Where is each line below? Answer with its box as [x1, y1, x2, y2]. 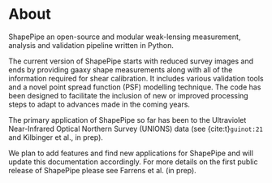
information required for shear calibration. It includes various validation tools [8, 73, 264, 83]
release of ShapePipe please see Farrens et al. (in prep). [8, 165, 196, 175]
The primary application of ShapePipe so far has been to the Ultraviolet [8, 115, 247, 124]
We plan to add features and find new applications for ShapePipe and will [8, 148, 254, 158]
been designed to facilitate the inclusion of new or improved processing [8, 90, 249, 100]
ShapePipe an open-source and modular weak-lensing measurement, [8, 32, 241, 41]
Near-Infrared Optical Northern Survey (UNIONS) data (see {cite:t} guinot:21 [8, 124, 264, 133]
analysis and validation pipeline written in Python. [8, 40, 175, 50]
